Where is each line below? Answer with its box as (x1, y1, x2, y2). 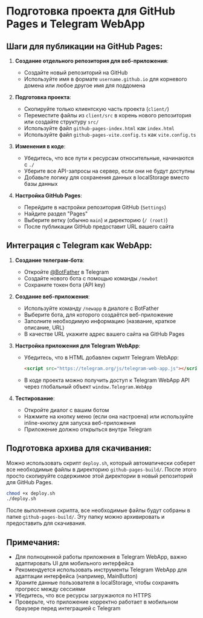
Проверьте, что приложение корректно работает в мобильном (14, 598, 178, 606)
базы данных (24, 180, 58, 187)
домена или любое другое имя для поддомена (24, 82, 146, 89)
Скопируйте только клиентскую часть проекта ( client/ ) (24, 105, 169, 113)
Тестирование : (14, 395, 55, 402)
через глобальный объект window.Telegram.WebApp (24, 383, 153, 390)
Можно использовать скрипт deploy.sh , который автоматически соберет (6, 459, 196, 467)
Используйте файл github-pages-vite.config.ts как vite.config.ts (24, 131, 196, 138)
